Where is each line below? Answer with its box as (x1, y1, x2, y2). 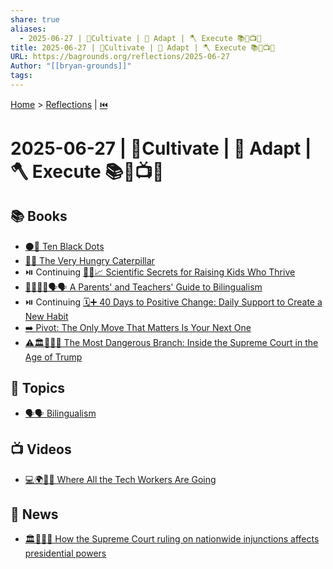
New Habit (24, 310, 69, 322)
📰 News (10, 506, 59, 523)
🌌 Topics (10, 380, 66, 397)
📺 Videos (10, 441, 72, 458)
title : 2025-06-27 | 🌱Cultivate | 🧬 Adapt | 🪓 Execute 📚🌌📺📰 (10, 42, 275, 53)
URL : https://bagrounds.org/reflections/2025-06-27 (10, 52, 230, 62)
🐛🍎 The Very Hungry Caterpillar (24, 254, 155, 266)
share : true (10, 14, 60, 25)
